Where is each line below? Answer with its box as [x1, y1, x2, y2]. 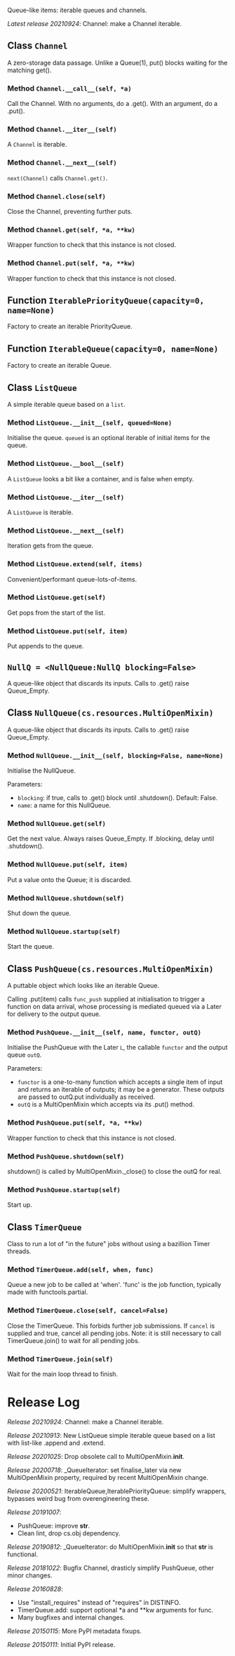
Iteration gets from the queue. [7, 542, 94, 550]
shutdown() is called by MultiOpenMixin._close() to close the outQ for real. [7, 1167, 222, 1175]
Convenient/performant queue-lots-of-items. [7, 575, 137, 583]
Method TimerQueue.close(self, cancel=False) [7, 1305, 168, 1315]
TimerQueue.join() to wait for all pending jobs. [7, 1336, 140, 1344]
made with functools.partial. [7, 1288, 88, 1297]
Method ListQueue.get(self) [7, 592, 107, 602]
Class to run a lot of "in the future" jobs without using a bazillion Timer [7, 1240, 210, 1248]
